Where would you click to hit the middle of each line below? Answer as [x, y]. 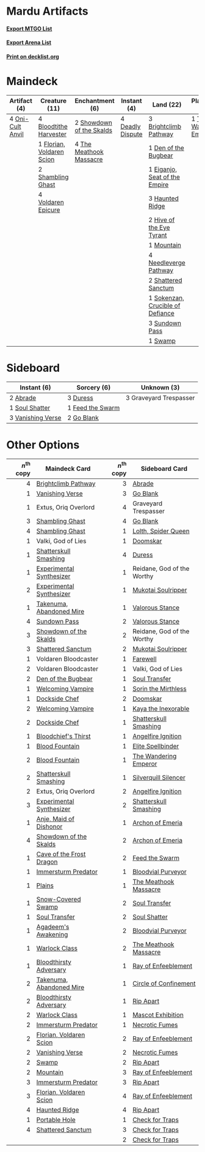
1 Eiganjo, [163, 169]
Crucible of [164, 306]
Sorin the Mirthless [160, 689]
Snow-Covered [59, 900]
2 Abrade [23, 397]
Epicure [49, 209]
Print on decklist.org [33, 56]
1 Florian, [52, 144]
